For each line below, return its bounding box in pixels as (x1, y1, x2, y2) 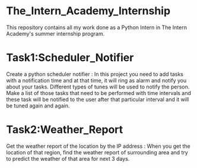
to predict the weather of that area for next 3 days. (6, 155, 130, 162)
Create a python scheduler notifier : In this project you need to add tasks (6, 70, 184, 78)
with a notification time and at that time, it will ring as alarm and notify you (6, 77, 187, 84)
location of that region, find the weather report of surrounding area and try (6, 148, 188, 156)
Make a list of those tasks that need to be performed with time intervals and (6, 89, 192, 96)
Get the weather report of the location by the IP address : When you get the (6, 142, 191, 150)
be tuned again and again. (6, 102, 70, 109)
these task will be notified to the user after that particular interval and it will (6, 96, 189, 103)
